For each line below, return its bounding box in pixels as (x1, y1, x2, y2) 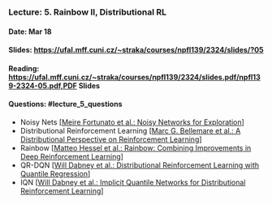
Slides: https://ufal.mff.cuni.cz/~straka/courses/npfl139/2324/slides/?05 (8, 45, 264, 55)
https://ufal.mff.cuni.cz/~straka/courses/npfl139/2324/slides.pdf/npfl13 (8, 72, 261, 82)
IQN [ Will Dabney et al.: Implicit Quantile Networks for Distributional (19, 177, 246, 187)
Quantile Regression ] (19, 168, 91, 178)
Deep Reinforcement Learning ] (19, 151, 124, 161)
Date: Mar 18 (8, 27, 52, 36)
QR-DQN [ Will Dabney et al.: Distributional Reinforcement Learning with (19, 160, 260, 170)
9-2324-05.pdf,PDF (8, 80, 77, 91)
